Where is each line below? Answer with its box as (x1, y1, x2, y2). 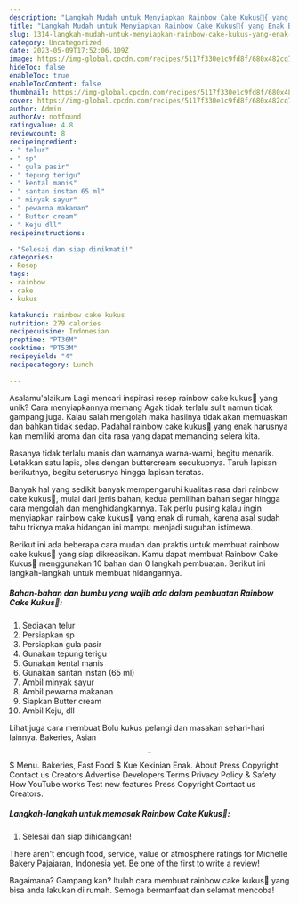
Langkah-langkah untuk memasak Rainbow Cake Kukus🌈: (9, 809, 230, 819)
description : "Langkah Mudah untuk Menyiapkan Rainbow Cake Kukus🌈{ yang (9, 12, 289, 22)
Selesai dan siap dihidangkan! (21, 831, 132, 842)
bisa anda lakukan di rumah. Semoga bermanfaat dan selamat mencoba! (9, 884, 275, 895)
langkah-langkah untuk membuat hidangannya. (9, 567, 182, 578)
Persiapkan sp (21, 629, 76, 640)
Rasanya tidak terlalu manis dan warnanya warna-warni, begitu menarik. (9, 448, 274, 458)
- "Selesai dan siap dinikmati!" (9, 244, 133, 254)
